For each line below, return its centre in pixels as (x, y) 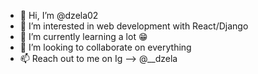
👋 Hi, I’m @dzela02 (59, 15)
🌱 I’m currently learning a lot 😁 (83, 36)
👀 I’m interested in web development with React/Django (134, 26)
